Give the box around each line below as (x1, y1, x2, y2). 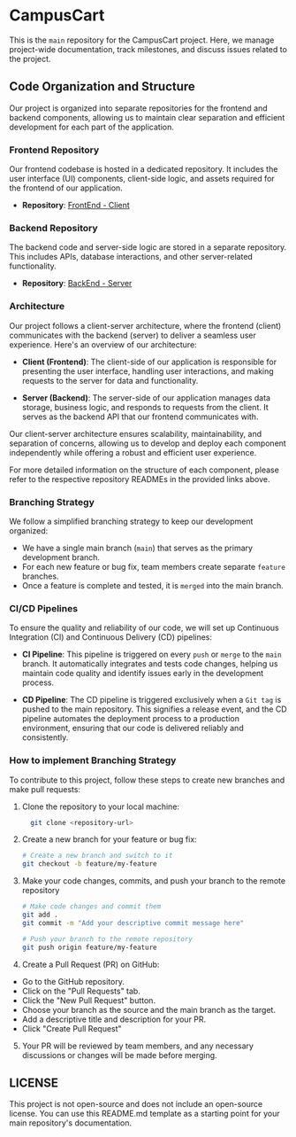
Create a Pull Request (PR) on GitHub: (21, 959, 160, 970)
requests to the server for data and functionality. (21, 375, 199, 385)
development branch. (21, 551, 100, 563)
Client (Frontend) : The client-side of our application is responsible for (21, 356, 277, 367)
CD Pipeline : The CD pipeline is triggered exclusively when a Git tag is (21, 695, 282, 705)
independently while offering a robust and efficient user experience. (9, 447, 257, 457)
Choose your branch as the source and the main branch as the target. (21, 1004, 277, 1015)
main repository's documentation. (9, 1118, 133, 1128)
